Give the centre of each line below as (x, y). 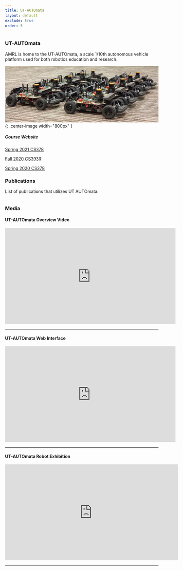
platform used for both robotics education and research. (61, 59)
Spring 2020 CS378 (25, 168)
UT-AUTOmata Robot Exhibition (38, 456)
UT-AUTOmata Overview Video (37, 220)
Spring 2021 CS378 (24, 149)
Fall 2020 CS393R (23, 159)
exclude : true (19, 20)
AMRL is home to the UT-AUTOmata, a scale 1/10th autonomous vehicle (77, 54)
